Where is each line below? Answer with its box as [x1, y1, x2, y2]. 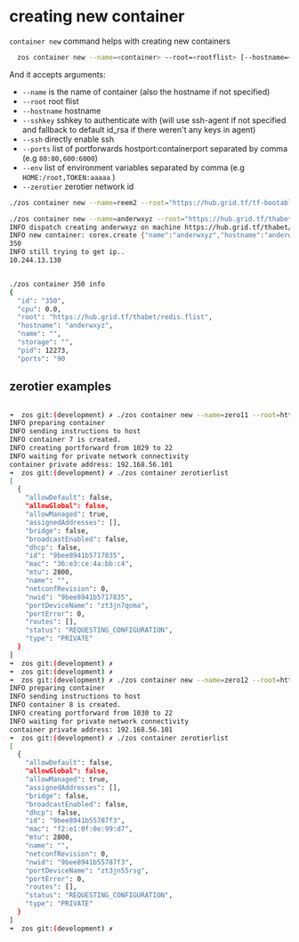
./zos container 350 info [9, 279, 105, 289]
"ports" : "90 [17, 354, 66, 363]
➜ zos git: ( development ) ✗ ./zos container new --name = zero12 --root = [9, 676, 280, 684]
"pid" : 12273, [17, 346, 69, 355]
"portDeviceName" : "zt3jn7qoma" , [25, 601, 149, 610]
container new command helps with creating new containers [9, 36, 231, 46]
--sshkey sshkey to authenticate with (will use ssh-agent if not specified [21, 114, 287, 126]
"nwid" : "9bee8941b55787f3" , [25, 857, 133, 866]
